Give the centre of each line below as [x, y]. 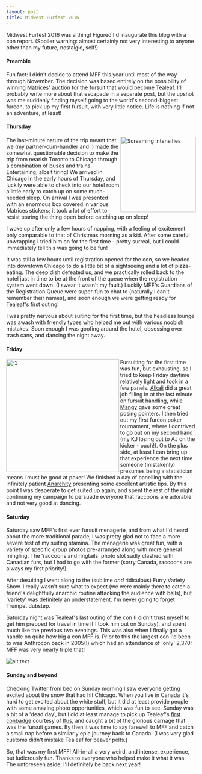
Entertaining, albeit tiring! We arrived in [54, 172]
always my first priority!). [37, 569]
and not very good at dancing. [44, 503]
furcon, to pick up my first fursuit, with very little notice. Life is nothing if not [100, 107]
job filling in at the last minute [156, 395]
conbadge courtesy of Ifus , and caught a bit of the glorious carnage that [96, 720]
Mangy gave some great [150, 407]
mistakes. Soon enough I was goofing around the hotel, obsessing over [94, 328]
